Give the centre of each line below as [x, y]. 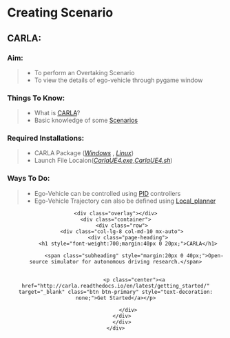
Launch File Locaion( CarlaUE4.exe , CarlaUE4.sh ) [104, 161]
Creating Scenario [60, 13]
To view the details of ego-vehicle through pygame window [118, 80]
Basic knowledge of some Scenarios [86, 120]
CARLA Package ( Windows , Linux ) [84, 153]
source [39, 261]
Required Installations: [46, 138]
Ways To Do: [29, 179]
